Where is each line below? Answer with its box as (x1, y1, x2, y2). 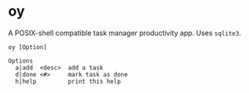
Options (8, 57, 34, 65)
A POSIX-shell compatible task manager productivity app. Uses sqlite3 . (8, 28, 242, 38)
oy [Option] (8, 43, 47, 51)
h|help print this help (15, 77, 122, 85)
